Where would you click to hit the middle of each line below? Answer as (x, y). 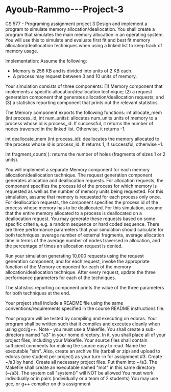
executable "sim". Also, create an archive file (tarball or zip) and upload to (83, 351)
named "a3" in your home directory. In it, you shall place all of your (95, 335)
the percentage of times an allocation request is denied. (64, 246)
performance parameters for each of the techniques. (61, 278)
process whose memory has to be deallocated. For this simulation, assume (84, 208)
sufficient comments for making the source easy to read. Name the (76, 345)
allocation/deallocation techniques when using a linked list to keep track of (84, 45)
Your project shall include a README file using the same (64, 303)
